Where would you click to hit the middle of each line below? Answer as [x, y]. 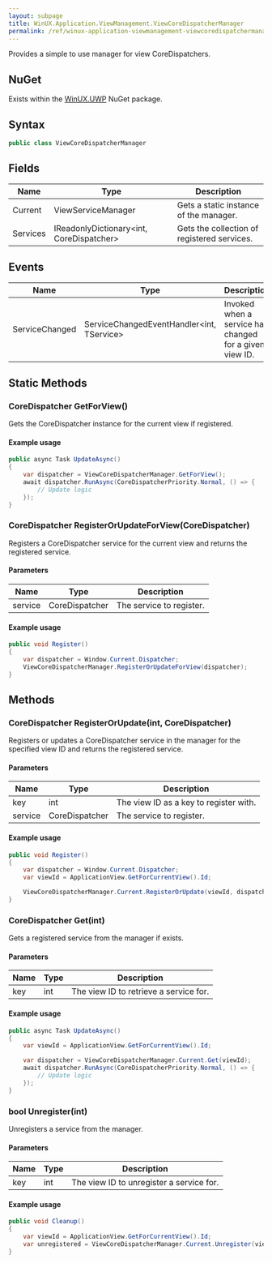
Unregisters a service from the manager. [76, 1128]
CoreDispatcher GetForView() [68, 406]
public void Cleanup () [47, 1222]
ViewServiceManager [95, 210]
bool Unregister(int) [48, 1111]
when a [238, 314]
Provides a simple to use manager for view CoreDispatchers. [109, 54]
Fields [24, 168]
